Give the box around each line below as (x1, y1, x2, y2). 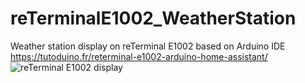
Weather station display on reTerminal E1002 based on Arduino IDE (10, 40, 286, 52)
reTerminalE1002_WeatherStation (10, 7, 297, 30)
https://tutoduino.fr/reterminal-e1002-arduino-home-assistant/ (10, 50, 268, 62)
